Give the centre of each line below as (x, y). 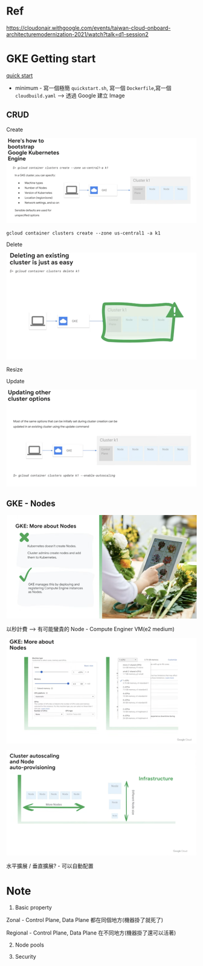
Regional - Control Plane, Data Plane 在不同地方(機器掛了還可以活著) (91, 933)
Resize (14, 369)
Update (16, 381)
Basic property (34, 907)
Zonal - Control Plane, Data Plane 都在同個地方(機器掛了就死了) (85, 920)
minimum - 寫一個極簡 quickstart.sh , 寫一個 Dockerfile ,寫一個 (93, 88)
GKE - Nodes (31, 504)
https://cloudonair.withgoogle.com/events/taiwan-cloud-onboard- (89, 28)
